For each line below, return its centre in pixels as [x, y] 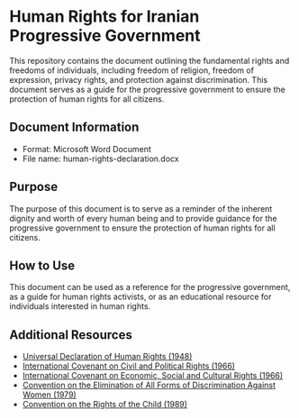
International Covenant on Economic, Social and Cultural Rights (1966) [153, 376]
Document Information [74, 127]
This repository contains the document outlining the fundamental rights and [149, 60]
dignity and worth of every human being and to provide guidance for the [143, 218]
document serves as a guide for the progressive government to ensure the [147, 89]
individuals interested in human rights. [80, 306]
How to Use [42, 265]
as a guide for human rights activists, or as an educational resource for [140, 297]
